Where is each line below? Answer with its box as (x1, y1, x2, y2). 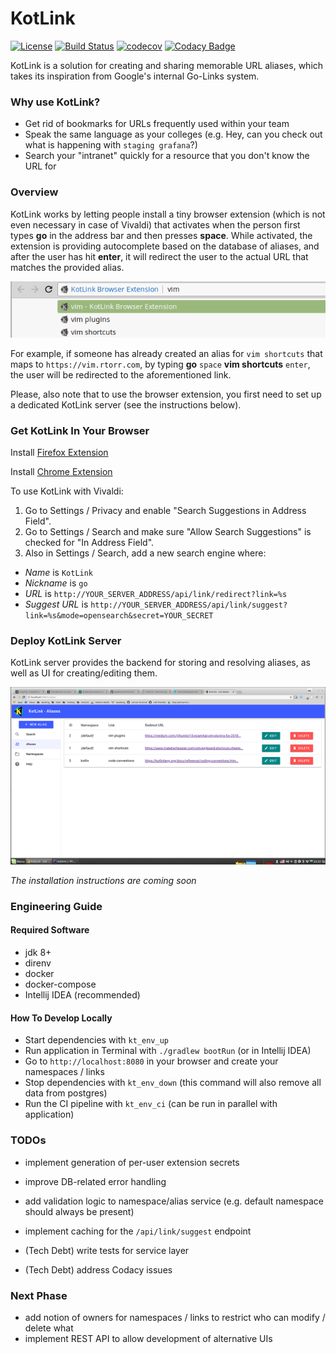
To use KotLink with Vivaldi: (10, 485, 124, 497)
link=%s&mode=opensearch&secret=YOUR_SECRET (24, 611, 214, 621)
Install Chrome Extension (10, 466, 113, 478)
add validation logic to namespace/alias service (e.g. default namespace (24, 1195, 324, 1207)
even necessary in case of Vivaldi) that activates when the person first (10, 218, 301, 231)
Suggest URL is (24, 598, 89, 611)
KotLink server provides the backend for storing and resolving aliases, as (10, 657, 311, 669)
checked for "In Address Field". (24, 537, 155, 549)
